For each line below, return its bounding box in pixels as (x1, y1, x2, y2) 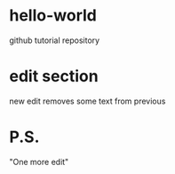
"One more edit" (9, 156, 69, 167)
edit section (9, 66, 99, 87)
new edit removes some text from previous (9, 95, 166, 106)
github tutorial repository (9, 35, 100, 46)
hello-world (9, 5, 98, 26)
